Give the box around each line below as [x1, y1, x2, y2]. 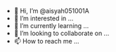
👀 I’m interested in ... [13, 14, 74, 22]
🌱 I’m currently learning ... [13, 22, 89, 30]
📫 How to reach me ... [13, 37, 79, 45]
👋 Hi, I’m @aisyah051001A [13, 7, 89, 15]
